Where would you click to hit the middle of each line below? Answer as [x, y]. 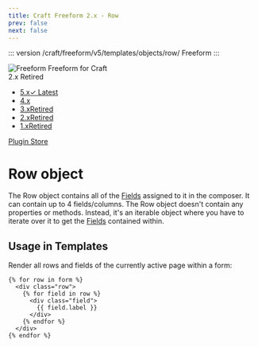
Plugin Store [28, 142]
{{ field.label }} [67, 308]
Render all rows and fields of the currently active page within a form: [120, 265]
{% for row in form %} [46, 280]
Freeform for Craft [78, 68]
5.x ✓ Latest [39, 92]
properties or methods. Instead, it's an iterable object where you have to [126, 212]
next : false [28, 30]
